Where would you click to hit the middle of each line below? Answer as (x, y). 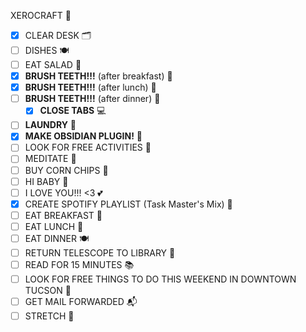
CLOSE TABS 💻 (73, 111)
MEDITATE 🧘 (50, 159)
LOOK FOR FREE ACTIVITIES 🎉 (88, 147)
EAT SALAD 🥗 (53, 64)
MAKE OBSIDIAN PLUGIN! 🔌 (83, 136)
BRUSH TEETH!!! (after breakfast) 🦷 (98, 76)
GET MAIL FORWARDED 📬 (81, 301)
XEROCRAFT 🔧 (41, 15)
